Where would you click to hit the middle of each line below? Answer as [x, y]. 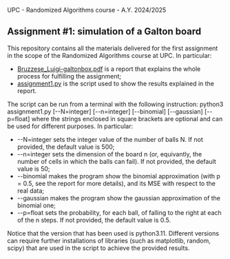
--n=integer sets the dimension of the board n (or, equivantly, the [109, 154]
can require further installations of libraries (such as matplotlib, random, [109, 240]
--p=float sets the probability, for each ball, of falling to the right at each [119, 212]
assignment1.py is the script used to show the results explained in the [116, 83]
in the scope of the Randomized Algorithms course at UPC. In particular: [109, 55]
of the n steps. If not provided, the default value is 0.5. [94, 220]
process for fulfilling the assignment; [69, 76]
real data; [31, 190]
